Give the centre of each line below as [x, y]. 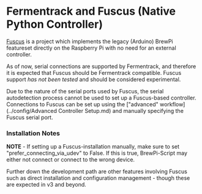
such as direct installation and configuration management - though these [98, 178]
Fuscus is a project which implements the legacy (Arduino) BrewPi [90, 41]
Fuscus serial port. [30, 117]
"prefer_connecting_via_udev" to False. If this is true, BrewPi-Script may [97, 153]
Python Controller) [54, 24]
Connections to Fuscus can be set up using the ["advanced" [82, 104]
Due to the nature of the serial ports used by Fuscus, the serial [85, 91]
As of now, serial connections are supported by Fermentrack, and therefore [101, 66]
